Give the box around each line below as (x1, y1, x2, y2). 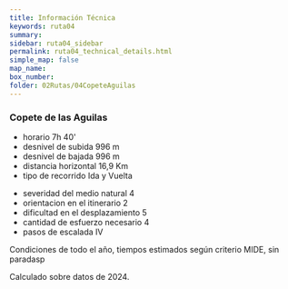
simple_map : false (9, 55, 79, 65)
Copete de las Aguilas (9, 111, 108, 124)
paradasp (9, 254, 45, 264)
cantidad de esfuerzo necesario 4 (22, 216, 150, 227)
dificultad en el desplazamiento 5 (22, 206, 147, 218)
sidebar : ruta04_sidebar (9, 38, 104, 48)
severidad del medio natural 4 (22, 187, 134, 198)
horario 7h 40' (22, 131, 76, 142)
